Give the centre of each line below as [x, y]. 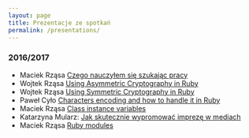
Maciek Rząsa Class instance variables [83, 108]
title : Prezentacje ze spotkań [59, 23]
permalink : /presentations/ [54, 30]
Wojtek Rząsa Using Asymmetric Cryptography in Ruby [109, 83]
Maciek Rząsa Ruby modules [67, 125]
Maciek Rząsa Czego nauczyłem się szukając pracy [104, 75]
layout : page [30, 15]
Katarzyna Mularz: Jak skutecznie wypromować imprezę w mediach [130, 117]
